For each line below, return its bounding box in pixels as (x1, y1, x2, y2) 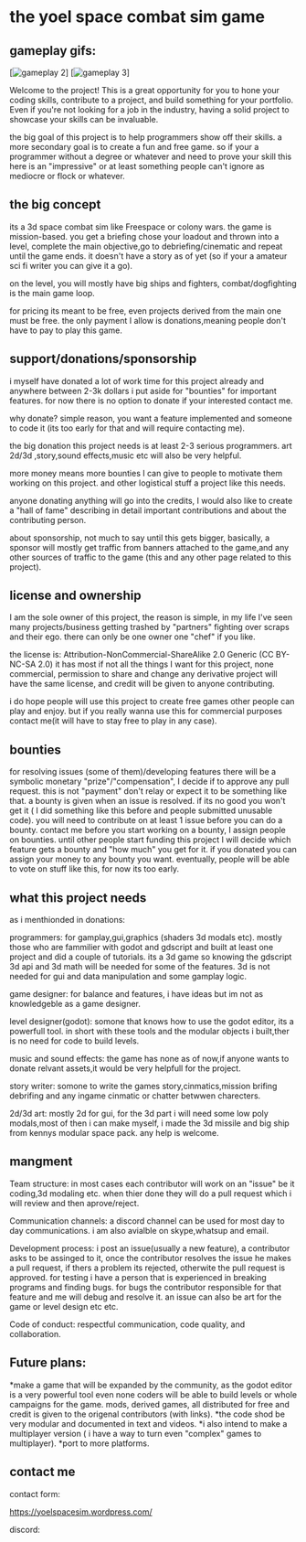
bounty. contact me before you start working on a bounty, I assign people (9, 825, 286, 836)
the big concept (9, 197, 101, 212)
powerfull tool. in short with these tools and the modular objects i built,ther (9, 1026, 290, 1037)
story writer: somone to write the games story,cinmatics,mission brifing (9, 1081, 278, 1092)
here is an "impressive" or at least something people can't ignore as (9, 161, 265, 171)
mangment (9, 1154, 73, 1170)
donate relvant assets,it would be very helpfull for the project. (9, 1063, 241, 1074)
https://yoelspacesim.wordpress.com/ (9, 1506, 153, 1517)
